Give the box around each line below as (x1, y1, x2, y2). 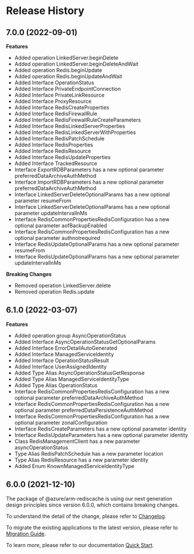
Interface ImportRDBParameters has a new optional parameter (14, 178, 164, 185)
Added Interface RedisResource (14, 147, 91, 154)
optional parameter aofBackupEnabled (14, 222, 107, 229)
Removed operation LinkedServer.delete (14, 282, 111, 289)
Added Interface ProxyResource (14, 98, 92, 105)
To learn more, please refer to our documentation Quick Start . (6, 541, 154, 548)
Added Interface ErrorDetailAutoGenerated (14, 344, 118, 352)
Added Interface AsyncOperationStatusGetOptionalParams (14, 338, 156, 345)
